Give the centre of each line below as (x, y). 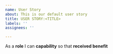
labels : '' (16, 23)
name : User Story (23, 10)
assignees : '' (20, 28)
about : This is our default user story (46, 14)
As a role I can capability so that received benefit (56, 46)
